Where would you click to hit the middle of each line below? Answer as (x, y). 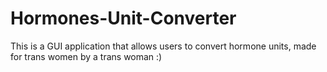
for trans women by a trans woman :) (86, 56)
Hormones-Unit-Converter (123, 18)
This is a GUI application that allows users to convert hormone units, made (163, 46)
